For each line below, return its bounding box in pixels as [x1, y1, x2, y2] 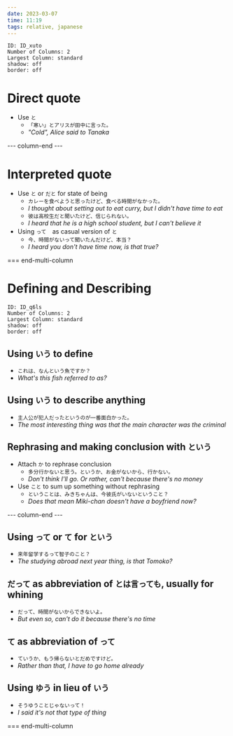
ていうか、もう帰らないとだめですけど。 [17, 656, 117, 663]
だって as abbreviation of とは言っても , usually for [7, 578, 214, 590]
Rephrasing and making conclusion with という [7, 441, 212, 453]
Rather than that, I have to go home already [17, 662, 144, 670]
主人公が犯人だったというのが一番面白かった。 [17, 414, 133, 421]
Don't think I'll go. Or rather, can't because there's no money [27, 474, 203, 483]
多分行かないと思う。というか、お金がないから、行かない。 [27, 468, 174, 476]
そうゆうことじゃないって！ [17, 702, 85, 709]
